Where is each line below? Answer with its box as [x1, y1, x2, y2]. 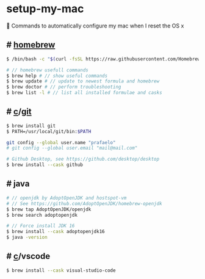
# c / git [6, 106, 32, 117]
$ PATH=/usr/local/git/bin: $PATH [6, 128, 92, 134]
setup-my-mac [6, 2, 84, 16]
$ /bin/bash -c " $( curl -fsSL [6, 56, 84, 62]
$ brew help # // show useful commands [6, 73, 108, 79]
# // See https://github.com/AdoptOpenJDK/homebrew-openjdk [6, 200, 163, 206]
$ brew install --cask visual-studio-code [6, 267, 116, 274]
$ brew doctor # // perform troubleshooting [6, 84, 121, 90]
